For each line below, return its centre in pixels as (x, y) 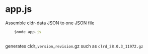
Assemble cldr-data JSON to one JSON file (50, 23)
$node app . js (28, 32)
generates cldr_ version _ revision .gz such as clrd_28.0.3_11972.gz (74, 46)
